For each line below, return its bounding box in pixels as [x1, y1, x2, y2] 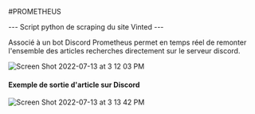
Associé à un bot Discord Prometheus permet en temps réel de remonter [8, 37, 247, 47]
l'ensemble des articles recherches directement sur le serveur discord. [8, 46, 241, 55]
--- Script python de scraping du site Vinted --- [8, 22, 164, 31]
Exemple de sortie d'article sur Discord [8, 80, 140, 89]
